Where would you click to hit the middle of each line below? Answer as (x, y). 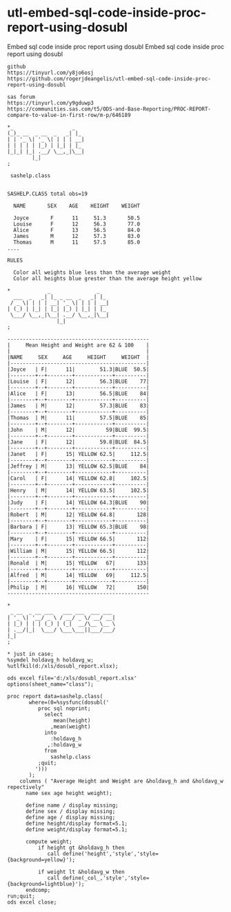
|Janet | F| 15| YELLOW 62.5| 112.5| (78, 454)
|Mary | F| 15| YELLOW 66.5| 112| (78, 539)
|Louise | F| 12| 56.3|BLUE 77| (78, 381)
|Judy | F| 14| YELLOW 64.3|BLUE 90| (78, 502)
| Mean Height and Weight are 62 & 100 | (78, 345)
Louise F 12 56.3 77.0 (77, 224)
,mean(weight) (71, 727)
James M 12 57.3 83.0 (77, 236)
